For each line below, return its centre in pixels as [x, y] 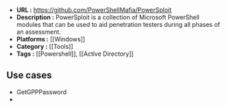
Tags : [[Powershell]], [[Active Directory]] [75, 54]
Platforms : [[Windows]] [51, 39]
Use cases [29, 75]
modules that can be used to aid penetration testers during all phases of [118, 24]
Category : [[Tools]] [45, 46]
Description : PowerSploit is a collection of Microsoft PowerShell [108, 17]
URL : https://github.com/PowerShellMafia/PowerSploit [94, 10]
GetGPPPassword [41, 91]
